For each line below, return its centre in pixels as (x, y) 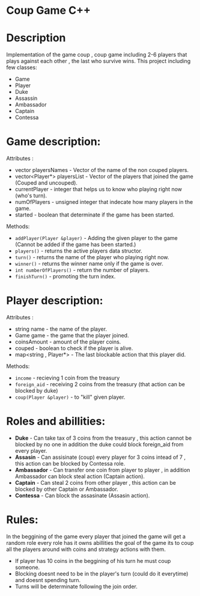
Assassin (26, 98)
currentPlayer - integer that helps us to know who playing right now (98, 189)
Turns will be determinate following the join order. (76, 586)
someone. (27, 567)
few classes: (22, 67)
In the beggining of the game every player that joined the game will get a (96, 536)
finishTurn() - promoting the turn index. (65, 277)
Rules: (23, 520)
